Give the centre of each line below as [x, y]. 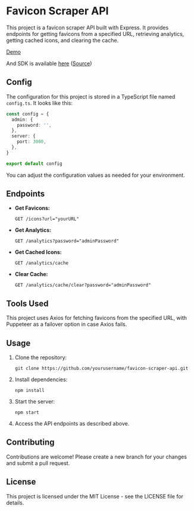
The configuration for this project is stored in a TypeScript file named [91, 96]
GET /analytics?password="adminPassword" [67, 241]
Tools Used [27, 303]
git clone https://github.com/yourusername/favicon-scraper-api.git [101, 369]
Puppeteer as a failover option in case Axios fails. [67, 325]
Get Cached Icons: [38, 252]
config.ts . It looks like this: [40, 103]
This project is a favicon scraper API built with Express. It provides [87, 27]
